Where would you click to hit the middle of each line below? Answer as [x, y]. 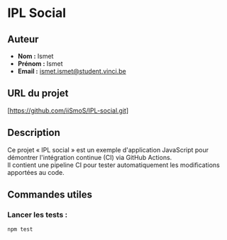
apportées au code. [36, 172]
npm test [20, 229]
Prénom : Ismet [40, 64]
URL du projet [38, 93]
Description [34, 133]
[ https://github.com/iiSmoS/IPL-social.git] [68, 110]
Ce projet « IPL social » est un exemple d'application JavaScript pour [108, 149]
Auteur [23, 39]
